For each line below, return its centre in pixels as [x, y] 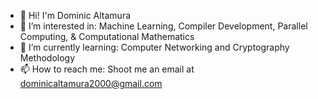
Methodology [47, 58]
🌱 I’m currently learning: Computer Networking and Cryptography [154, 47]
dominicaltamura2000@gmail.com [91, 83]
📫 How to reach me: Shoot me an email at [107, 69]
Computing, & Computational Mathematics [107, 36]
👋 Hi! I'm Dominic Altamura [75, 15]
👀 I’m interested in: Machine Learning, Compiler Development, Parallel [163, 26]
